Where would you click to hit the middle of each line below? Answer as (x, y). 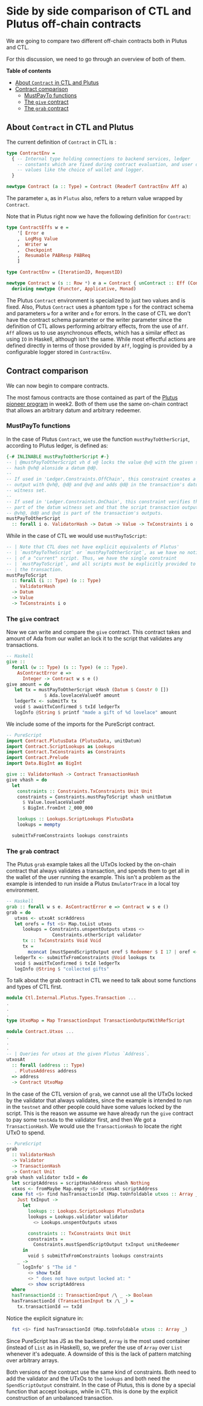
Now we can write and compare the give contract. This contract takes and (99, 632)
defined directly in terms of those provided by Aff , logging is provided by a (99, 345)
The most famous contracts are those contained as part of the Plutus (92, 397)
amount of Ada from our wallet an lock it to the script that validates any (95, 638)
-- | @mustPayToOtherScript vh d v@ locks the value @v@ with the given (100, 462)
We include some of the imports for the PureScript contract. (81, 724)
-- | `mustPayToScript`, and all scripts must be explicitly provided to (101, 564)
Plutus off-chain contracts (74, 24)
